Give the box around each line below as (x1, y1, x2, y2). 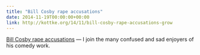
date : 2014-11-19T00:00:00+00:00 (6, 14, 90, 20)
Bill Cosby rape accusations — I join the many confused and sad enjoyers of (6, 36, 194, 43)
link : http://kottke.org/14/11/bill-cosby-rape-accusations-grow (6, 20, 172, 25)
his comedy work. (6, 42, 51, 49)
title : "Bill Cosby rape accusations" (6, 8, 103, 15)
